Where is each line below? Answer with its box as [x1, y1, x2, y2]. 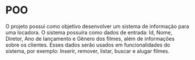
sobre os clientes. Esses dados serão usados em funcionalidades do [5, 41, 170, 48]
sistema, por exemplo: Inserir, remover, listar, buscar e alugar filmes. [5, 47, 170, 54]
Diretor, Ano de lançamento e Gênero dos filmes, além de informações [5, 35, 175, 42]
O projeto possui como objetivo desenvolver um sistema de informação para [5, 23, 189, 30]
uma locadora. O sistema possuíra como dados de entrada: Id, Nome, [5, 29, 173, 36]
